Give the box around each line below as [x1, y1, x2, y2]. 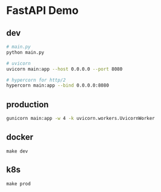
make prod [6, 180, 31, 187]
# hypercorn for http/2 [6, 77, 66, 83]
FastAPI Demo [6, 4, 79, 18]
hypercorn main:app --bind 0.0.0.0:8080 [6, 82, 110, 88]
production [6, 99, 49, 110]
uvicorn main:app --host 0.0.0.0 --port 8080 [6, 66, 122, 72]
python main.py [6, 49, 45, 55]
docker [6, 132, 34, 142]
